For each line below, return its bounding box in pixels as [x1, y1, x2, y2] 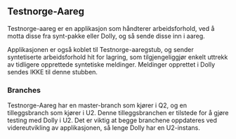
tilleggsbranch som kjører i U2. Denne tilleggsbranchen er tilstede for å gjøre [7, 109, 229, 117]
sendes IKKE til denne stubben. [7, 67, 98, 76]
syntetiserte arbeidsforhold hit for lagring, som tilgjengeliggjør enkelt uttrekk [7, 53, 228, 61]
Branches [7, 85, 41, 95]
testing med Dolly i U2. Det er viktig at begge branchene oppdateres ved [7, 116, 218, 125]
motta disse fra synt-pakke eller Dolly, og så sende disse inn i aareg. [7, 32, 205, 40]
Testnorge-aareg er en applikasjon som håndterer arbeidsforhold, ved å [7, 24, 215, 32]
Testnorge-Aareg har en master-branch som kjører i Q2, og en [7, 101, 188, 110]
